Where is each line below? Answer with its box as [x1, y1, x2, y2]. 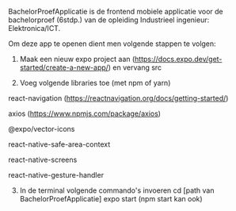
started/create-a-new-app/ [19, 63, 109, 72]
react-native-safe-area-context [8, 140, 111, 149]
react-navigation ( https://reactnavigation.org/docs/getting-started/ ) [8, 94, 229, 102]
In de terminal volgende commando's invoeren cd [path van [19, 186, 215, 195]
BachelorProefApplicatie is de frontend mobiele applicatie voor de [8, 7, 223, 16]
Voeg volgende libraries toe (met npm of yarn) [19, 79, 171, 87]
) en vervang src [108, 63, 162, 72]
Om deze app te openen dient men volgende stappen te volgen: [8, 39, 216, 48]
